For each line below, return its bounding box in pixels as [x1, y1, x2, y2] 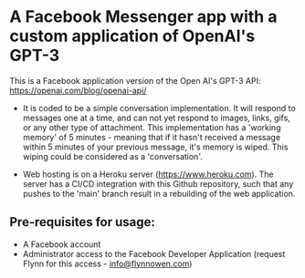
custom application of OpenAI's [9, 26, 256, 46]
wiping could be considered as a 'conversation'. [22, 150, 203, 161]
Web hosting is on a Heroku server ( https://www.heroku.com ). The [22, 169, 274, 180]
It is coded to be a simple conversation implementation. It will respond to [22, 102, 297, 113]
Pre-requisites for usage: [9, 214, 155, 230]
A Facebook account [22, 239, 101, 250]
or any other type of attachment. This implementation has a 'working [22, 121, 281, 133]
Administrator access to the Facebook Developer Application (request [22, 248, 286, 259]
